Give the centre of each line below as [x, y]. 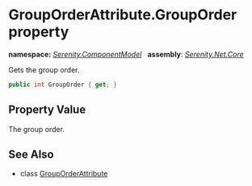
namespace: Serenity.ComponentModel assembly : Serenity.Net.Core [126, 54]
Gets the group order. [44, 69]
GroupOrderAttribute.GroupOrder [123, 15]
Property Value [47, 110]
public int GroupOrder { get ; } [63, 85]
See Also [31, 155]
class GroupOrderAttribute [64, 174]
